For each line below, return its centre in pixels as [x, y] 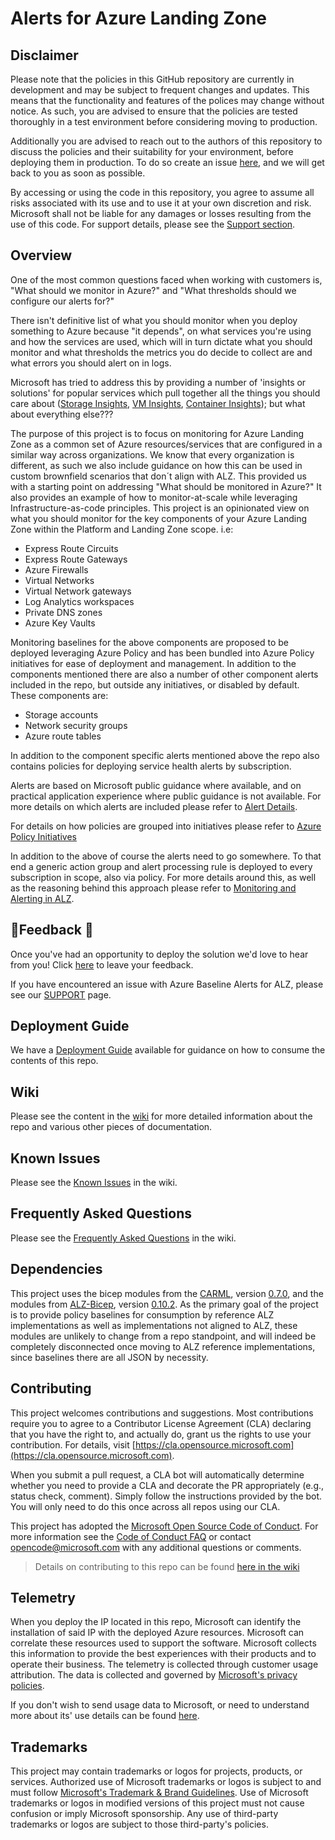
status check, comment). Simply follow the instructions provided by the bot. [166, 1496]
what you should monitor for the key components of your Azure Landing [159, 518]
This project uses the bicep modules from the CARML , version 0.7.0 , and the [167, 1293]
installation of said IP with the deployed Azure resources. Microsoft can [157, 1633]
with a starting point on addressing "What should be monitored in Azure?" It [166, 486]
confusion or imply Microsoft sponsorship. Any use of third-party [144, 1814]
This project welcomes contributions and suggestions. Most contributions [162, 1413]
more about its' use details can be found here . [105, 1716]
